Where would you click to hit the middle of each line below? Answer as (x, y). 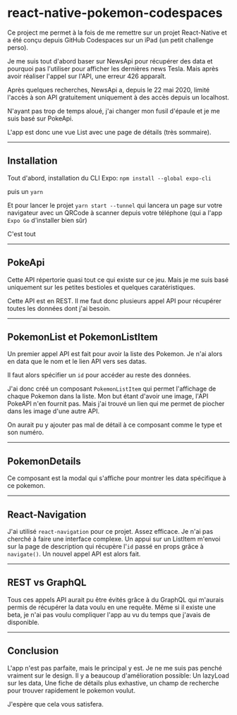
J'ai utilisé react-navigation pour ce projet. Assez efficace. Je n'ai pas (110, 531)
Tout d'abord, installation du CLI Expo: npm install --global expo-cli (109, 178)
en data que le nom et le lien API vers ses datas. (77, 362)
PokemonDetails (44, 461)
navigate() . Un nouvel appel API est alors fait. (74, 554)
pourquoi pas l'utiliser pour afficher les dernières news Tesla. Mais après (113, 68)
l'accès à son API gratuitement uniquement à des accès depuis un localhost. (118, 97)
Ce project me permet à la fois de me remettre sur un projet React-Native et (117, 32)
